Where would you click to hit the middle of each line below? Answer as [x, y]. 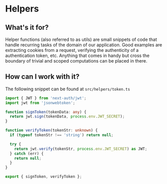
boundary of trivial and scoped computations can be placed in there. [76, 61]
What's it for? [27, 27]
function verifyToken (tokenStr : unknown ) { [52, 131]
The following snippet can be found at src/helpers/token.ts [68, 89]
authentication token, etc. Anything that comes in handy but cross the [77, 55]
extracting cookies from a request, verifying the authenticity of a [72, 50]
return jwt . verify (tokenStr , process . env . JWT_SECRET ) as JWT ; [81, 149]
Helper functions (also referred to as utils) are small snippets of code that [81, 39]
